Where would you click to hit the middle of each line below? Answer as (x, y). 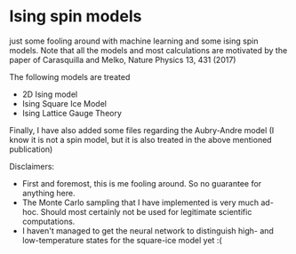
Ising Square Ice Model (64, 103)
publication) (31, 149)
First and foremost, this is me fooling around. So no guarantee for (142, 183)
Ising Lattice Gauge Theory (72, 113)
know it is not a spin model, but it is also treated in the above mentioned (141, 139)
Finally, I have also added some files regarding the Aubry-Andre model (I (142, 130)
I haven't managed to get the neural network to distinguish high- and (148, 230)
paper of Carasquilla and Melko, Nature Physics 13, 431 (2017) (123, 60)
